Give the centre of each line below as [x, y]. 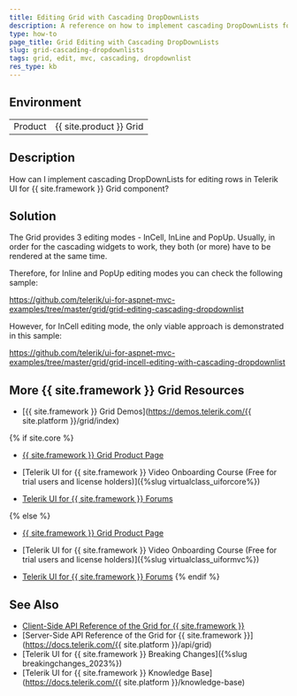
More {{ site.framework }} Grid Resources [127, 390]
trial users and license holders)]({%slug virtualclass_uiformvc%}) [141, 560]
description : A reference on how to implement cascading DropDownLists [144, 26]
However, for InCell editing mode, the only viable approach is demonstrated [147, 326]
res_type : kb [33, 67]
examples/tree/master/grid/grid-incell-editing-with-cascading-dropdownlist [147, 363]
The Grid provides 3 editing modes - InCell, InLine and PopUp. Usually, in [142, 237]
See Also [34, 604]
